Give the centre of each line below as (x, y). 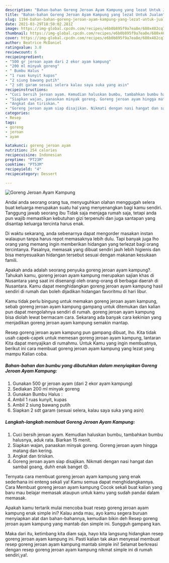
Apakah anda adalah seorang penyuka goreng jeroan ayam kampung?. (78, 270)
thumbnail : (17, 33)
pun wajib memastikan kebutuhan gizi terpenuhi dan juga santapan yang (80, 218)
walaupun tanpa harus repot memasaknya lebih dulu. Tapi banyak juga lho (82, 239)
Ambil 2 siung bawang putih (41, 405)
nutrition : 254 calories (31, 150)
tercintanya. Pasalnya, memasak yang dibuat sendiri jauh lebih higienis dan (83, 250)
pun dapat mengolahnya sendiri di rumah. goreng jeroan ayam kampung (80, 312)
